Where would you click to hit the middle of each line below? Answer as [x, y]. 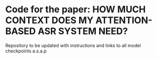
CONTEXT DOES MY [50, 20]
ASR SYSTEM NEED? [83, 31]
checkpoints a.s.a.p [26, 51]
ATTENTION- [124, 20]
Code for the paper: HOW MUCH [76, 9]
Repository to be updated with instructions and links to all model [73, 45]
